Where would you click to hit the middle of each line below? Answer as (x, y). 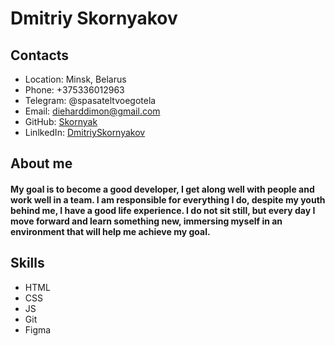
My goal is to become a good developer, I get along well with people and (162, 189)
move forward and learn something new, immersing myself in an (146, 221)
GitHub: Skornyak (61, 121)
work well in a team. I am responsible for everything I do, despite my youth (168, 199)
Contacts (40, 55)
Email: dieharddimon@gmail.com (92, 111)
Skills (27, 263)
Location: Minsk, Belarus (75, 79)
